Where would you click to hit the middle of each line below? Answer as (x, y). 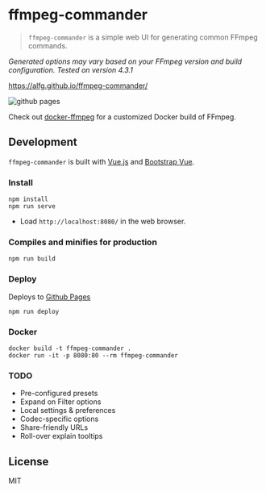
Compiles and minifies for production (83, 242)
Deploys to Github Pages (50, 297)
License (29, 461)
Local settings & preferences (68, 411)
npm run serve (32, 206)
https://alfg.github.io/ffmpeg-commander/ (78, 85)
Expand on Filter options (60, 402)
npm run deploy (34, 311)
